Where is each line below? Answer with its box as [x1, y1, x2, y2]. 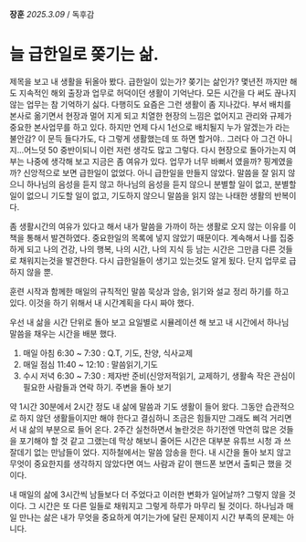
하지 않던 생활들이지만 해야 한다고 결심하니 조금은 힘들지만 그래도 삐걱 [18, 412, 268, 423]
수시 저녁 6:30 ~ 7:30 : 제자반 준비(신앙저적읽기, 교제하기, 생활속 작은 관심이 [22, 370, 296, 381]
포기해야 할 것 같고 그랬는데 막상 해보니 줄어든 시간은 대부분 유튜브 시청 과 [18, 435, 282, 446]
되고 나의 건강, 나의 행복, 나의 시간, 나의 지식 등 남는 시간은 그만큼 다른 [26, 244, 277, 255]
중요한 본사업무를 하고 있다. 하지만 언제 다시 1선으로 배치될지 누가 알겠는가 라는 [9, 121, 290, 132]
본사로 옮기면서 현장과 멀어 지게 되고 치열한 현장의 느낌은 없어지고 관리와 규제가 [9, 109, 292, 121]
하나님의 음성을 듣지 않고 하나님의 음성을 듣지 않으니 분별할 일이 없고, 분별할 [26, 178, 297, 190]
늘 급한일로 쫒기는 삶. [9, 45, 160, 65]
